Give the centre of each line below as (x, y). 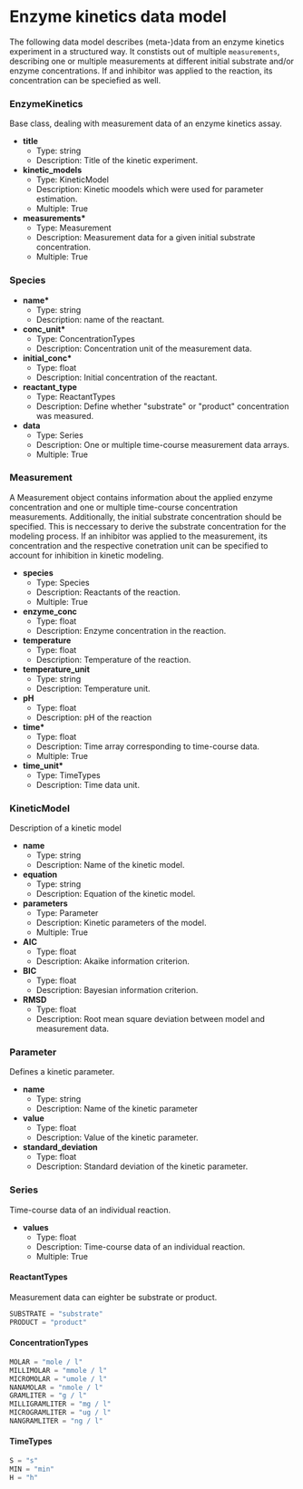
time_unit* (43, 765)
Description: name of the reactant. (100, 319)
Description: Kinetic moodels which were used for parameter (150, 190)
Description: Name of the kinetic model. (110, 865)
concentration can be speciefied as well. (85, 80)
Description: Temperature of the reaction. (113, 659)
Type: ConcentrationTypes (86, 338)
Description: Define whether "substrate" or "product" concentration (162, 406)
